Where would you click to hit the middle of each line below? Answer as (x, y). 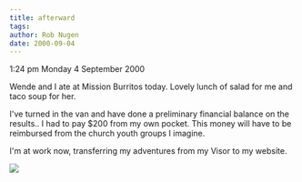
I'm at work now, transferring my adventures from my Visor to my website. (148, 151)
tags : (20, 26)
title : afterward (42, 18)
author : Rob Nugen (44, 35)
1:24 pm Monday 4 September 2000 (77, 69)
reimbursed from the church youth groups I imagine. (107, 134)
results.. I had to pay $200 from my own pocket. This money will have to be (151, 124)
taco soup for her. (43, 96)
